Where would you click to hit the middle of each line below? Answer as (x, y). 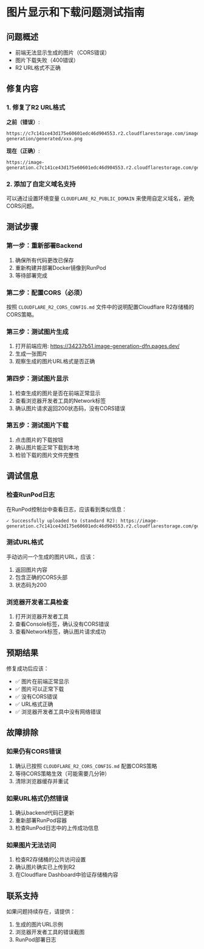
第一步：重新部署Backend (45, 245)
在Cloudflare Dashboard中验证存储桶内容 (66, 875)
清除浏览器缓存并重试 (42, 781)
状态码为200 (31, 584)
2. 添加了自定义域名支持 (41, 184)
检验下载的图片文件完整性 (47, 455)
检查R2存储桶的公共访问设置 (50, 860)
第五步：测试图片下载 (37, 425)
